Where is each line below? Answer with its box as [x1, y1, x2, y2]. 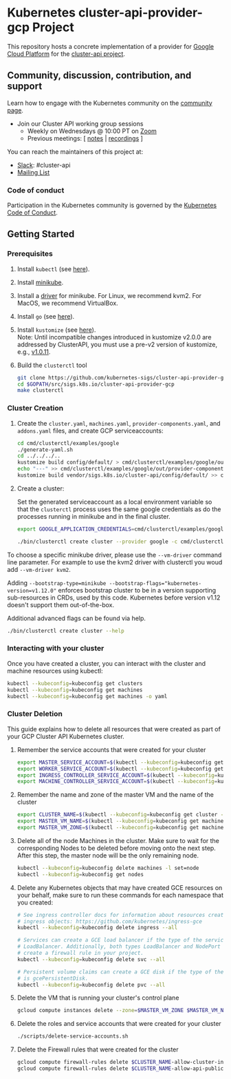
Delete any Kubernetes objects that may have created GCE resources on [16, 883, 223, 891]
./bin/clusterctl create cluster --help [7, 627, 125, 634]
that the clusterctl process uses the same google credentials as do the [16, 505, 221, 513]
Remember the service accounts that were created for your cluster [16, 745, 206, 753]
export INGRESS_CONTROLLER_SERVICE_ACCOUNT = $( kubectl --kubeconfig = [16, 771, 218, 779]
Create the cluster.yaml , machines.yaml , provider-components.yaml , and [16, 419, 221, 427]
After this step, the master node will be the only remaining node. [16, 851, 199, 860]
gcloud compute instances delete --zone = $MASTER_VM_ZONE [16, 1007, 184, 1014]
